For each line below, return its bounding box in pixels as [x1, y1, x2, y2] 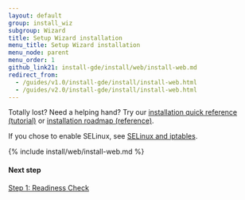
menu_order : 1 [8, 57, 56, 65]
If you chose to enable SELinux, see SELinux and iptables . [8, 131, 198, 141]
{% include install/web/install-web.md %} [8, 147, 145, 156]
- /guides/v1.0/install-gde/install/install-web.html [15, 78, 197, 86]
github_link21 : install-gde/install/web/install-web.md [8, 64, 197, 72]
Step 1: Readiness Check [8, 182, 90, 192]
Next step [8, 165, 41, 175]
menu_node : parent [8, 49, 69, 57]
